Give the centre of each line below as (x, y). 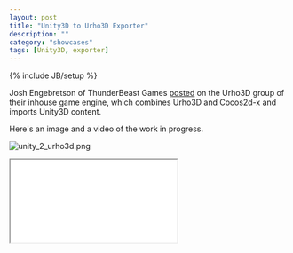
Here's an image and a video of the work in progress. (107, 129)
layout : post (33, 17)
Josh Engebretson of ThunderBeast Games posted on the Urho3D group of (147, 93)
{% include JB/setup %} (53, 75)
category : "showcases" (51, 42)
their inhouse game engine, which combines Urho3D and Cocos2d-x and (143, 102)
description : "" (39, 34)
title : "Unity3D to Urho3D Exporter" (79, 26)
